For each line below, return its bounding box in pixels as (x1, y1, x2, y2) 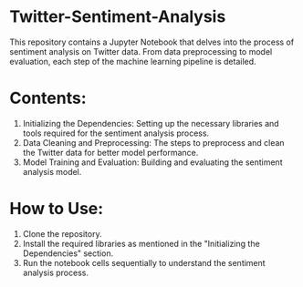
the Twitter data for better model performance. (22, 147, 199, 158)
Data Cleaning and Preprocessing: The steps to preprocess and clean (22, 137, 285, 148)
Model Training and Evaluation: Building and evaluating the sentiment (22, 157, 283, 168)
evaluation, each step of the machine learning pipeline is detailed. (9, 56, 257, 67)
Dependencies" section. (22, 248, 114, 259)
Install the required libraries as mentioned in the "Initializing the (22, 238, 260, 249)
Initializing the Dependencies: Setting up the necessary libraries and (22, 118, 280, 128)
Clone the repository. (22, 228, 102, 239)
